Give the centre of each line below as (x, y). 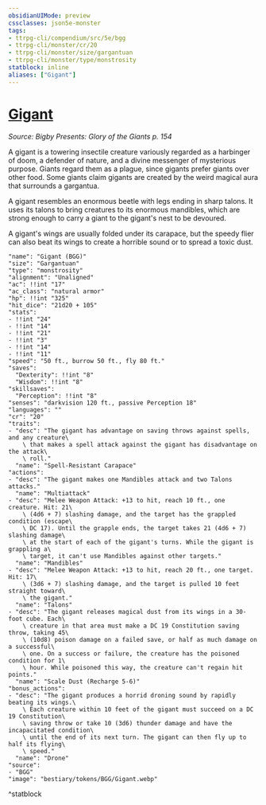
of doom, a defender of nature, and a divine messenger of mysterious (122, 160)
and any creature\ (39, 438)
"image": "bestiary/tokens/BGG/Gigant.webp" (83, 779)
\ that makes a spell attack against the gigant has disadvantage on (140, 444)
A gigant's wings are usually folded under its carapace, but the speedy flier (131, 233)
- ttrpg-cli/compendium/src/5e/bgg (67, 38)
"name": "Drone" (42, 758)
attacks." (25, 487)
